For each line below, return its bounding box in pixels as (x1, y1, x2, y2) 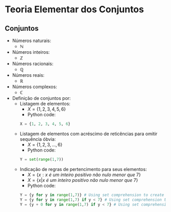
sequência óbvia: (19, 136, 56, 142)
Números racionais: (12, 60, 54, 67)
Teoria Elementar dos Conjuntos (5, 4, 144, 15)
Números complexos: (12, 83, 57, 90)
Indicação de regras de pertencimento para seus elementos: (19, 166, 147, 172)
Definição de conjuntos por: (12, 95, 71, 101)
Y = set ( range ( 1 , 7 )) (19, 157, 64, 162)
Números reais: (12, 72, 44, 78)
